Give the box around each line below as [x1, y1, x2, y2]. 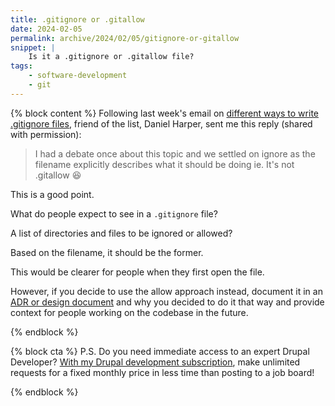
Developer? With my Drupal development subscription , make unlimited [10, 356, 301, 368]
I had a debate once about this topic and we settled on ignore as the [34, 147, 316, 160]
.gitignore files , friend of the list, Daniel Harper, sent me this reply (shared [10, 117, 313, 130]
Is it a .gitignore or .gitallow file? [28, 52, 195, 62]
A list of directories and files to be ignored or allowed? [10, 227, 233, 239]
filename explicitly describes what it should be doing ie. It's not [34, 158, 295, 170]
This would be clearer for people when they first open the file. [10, 266, 265, 278]
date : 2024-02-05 [10, 24, 83, 34]
